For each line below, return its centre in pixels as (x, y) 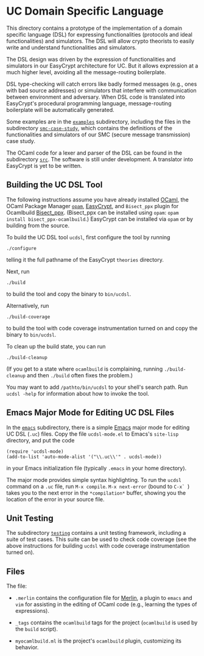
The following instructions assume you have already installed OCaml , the (97, 200)
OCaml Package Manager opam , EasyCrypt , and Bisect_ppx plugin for (92, 206)
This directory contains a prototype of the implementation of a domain (94, 28)
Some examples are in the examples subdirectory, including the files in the (98, 121)
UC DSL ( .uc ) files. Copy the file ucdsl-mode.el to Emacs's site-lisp (93, 434)
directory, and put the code (40, 440)
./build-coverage (28, 317)
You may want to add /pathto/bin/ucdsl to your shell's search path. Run (97, 387)
